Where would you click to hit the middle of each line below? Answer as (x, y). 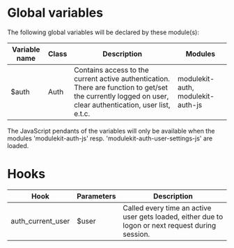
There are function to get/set (121, 87)
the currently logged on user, (122, 96)
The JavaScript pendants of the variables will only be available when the (111, 131)
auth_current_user (40, 221)
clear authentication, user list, (122, 105)
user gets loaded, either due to (173, 217)
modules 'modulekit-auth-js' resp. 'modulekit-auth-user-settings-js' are (110, 138)
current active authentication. (122, 78)
